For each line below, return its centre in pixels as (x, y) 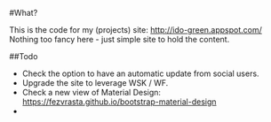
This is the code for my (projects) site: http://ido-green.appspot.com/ (135, 30)
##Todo (24, 56)
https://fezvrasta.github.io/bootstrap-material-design (119, 102)
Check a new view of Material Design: (92, 92)
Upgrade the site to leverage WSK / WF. (95, 83)
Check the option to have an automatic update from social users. (140, 73)
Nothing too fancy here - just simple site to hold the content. (120, 39)
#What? (24, 13)
